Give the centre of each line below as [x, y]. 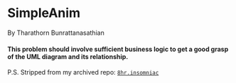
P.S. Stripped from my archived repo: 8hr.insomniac [83, 72]
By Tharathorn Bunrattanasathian [56, 33]
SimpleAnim [44, 13]
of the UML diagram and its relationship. [68, 56]
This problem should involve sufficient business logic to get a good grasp [118, 49]
